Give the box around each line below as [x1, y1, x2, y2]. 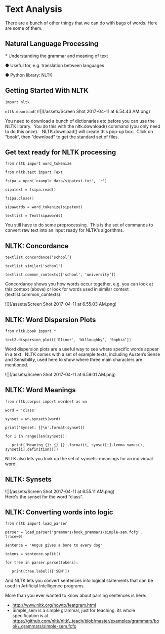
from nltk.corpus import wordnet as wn [5, 399, 87, 404]
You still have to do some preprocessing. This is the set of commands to [5, 222, 153, 228]
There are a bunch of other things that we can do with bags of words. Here [5, 20, 158, 26]
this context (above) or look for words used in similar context [5, 286, 129, 292]
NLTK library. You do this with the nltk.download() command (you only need [5, 123, 161, 129]
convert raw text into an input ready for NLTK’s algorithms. [5, 227, 124, 233]
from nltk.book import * [5, 329, 56, 334]
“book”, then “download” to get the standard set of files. [5, 134, 119, 140]
